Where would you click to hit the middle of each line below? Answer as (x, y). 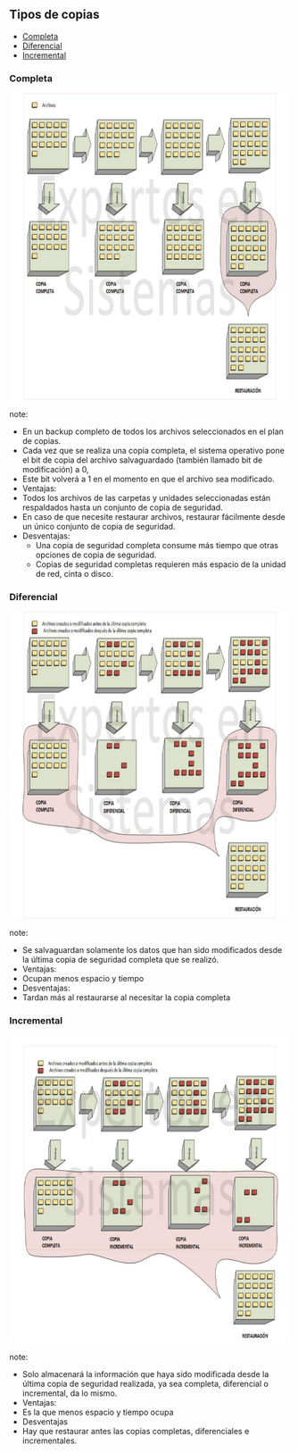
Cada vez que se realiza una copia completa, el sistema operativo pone (153, 451)
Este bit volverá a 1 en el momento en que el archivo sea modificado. (148, 479)
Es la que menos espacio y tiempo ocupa (98, 1412)
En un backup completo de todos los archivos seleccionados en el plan (153, 431)
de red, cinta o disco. (74, 574)
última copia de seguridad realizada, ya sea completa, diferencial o (145, 1383)
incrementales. (50, 1440)
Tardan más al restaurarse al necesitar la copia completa (126, 998)
